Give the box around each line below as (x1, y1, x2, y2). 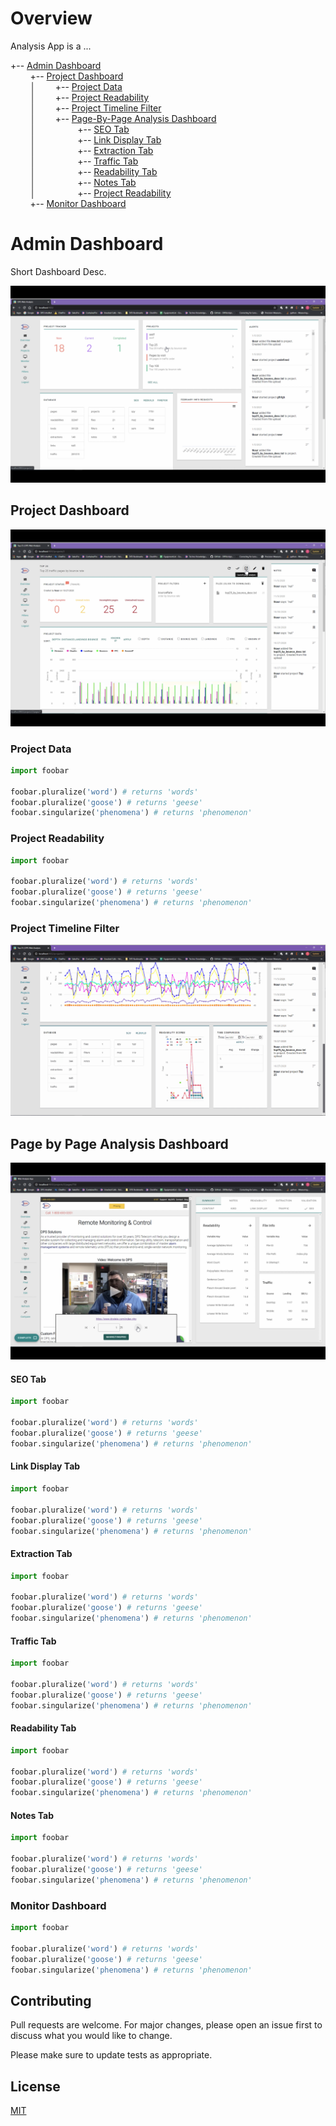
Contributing (10, 1992, 92, 2009)
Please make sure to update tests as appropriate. (10, 2049, 213, 2061)
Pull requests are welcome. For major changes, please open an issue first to (10, 2019, 323, 2031)
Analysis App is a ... (10, 40, 92, 52)
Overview (10, 7, 93, 30)
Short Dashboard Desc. (10, 265, 107, 277)
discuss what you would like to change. (10, 2030, 173, 2042)
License (10, 2078, 61, 2095)
